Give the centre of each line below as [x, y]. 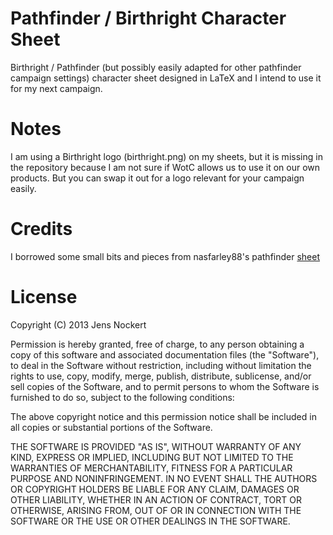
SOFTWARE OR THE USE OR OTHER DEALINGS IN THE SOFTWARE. [150, 521]
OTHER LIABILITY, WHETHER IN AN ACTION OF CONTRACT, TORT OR [156, 499]
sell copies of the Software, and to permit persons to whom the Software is [165, 386]
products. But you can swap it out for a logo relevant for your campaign [157, 178]
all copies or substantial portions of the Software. [111, 427]
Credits [41, 229]
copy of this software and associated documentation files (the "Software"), [165, 354]
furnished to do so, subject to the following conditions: [122, 397]
